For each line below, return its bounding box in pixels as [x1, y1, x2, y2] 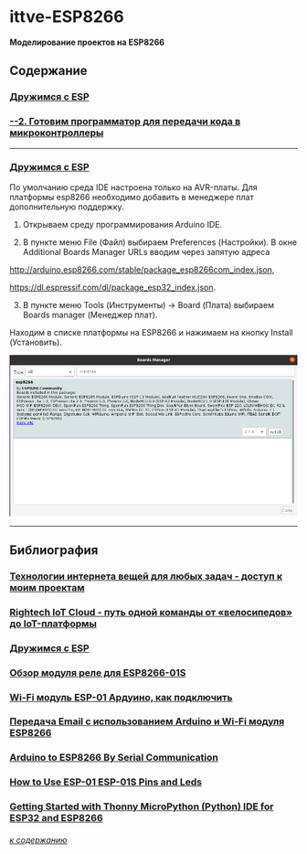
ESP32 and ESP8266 [9, 812, 103, 825]
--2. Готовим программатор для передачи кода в [9, 115, 241, 128]
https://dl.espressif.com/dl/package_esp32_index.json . [9, 282, 217, 293]
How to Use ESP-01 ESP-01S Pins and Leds [9, 775, 203, 788]
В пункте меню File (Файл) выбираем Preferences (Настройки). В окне [22, 236, 298, 248]
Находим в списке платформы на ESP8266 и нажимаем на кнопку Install [9, 326, 294, 337]
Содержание [9, 63, 89, 79]
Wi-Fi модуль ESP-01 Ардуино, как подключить [9, 690, 233, 703]
